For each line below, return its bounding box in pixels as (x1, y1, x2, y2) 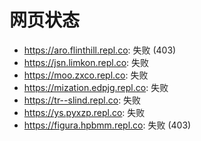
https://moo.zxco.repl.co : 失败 (23, 69, 149, 81)
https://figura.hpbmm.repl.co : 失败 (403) (23, 119, 192, 131)
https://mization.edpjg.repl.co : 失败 (23, 81, 169, 93)
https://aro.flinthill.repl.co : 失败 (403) (23, 44, 177, 56)
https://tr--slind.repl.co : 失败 (23, 94, 142, 106)
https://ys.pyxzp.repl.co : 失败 (23, 106, 146, 118)
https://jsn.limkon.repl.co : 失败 (23, 56, 150, 68)
